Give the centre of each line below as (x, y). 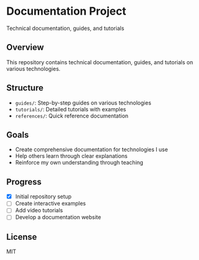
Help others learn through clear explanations (71, 156)
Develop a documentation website (58, 217)
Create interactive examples (50, 204)
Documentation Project (66, 11)
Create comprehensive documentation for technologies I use (92, 150)
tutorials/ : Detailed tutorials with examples (71, 109)
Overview (25, 47)
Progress (24, 182)
